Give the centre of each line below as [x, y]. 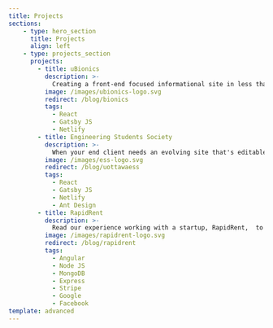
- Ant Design [74, 205]
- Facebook [70, 304]
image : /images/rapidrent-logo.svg [104, 236]
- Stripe [67, 289]
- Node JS [68, 265]
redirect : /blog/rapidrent [90, 243]
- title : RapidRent [71, 212]
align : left [50, 46]
